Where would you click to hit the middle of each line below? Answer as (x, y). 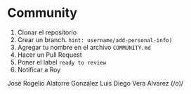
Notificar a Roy (39, 69)
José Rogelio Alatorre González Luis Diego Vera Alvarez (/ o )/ (95, 83)
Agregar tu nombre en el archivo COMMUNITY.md (84, 47)
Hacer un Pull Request (50, 55)
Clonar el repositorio (47, 32)
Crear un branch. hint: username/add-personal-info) (95, 39)
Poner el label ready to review (62, 62)
